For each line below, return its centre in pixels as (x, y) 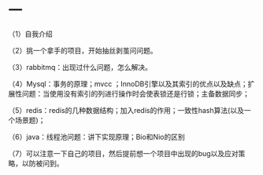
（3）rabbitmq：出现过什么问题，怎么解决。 (80, 67)
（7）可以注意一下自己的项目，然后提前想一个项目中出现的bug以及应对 (123, 153)
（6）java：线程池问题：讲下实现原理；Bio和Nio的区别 (96, 137)
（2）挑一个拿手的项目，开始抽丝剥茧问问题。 (83, 50)
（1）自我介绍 (30, 34)
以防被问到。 (43, 163)
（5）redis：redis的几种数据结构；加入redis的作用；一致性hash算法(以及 (126, 110)
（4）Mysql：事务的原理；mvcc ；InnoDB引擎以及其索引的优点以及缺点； (128, 84)
